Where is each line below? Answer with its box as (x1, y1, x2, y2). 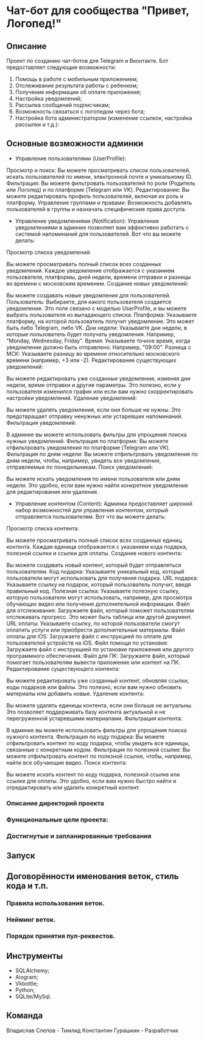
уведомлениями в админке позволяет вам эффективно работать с (15, 223, 189, 231)
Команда (6, 1011, 43, 1021)
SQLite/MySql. (15, 992, 52, 1000)
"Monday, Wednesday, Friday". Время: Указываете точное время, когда (6, 337, 191, 344)
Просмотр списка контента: (6, 524, 79, 532)
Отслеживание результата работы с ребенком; (15, 82, 138, 89)
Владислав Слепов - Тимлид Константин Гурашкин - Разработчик (6, 1027, 178, 1034)
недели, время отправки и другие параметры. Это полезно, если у (6, 381, 181, 388)
